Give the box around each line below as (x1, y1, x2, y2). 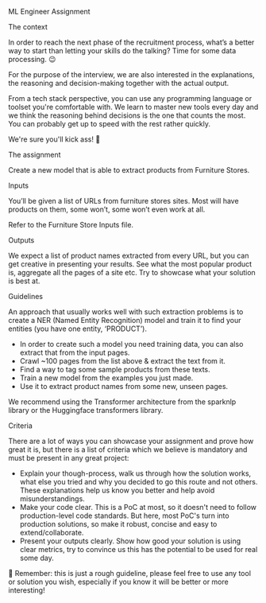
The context (8, 22, 48, 31)
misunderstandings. (19, 494, 85, 504)
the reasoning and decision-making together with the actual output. (8, 79, 229, 88)
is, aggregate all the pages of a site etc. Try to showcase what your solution (8, 268, 256, 277)
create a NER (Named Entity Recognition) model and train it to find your (8, 316, 241, 325)
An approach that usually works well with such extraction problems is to (8, 307, 244, 317)
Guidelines (8, 292, 44, 301)
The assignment (8, 150, 61, 159)
